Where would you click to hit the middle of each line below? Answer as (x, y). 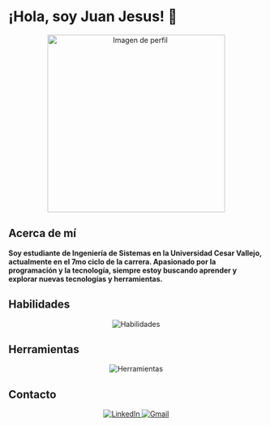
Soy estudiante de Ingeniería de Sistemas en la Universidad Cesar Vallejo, (135, 253)
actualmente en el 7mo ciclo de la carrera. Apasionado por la (112, 261)
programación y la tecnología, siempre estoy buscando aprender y (123, 270)
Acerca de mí (43, 233)
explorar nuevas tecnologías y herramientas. (86, 278)
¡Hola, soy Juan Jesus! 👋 (93, 17)
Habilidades (39, 305)
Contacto (32, 394)
